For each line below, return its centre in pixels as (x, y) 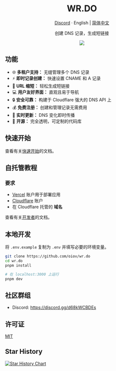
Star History (24, 352)
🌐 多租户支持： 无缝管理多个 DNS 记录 (51, 72)
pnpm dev (14, 279)
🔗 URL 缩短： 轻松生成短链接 (41, 86)
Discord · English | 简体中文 (82, 23)
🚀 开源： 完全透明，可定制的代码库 (47, 121)
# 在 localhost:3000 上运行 (32, 274)
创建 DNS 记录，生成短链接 (82, 33)
